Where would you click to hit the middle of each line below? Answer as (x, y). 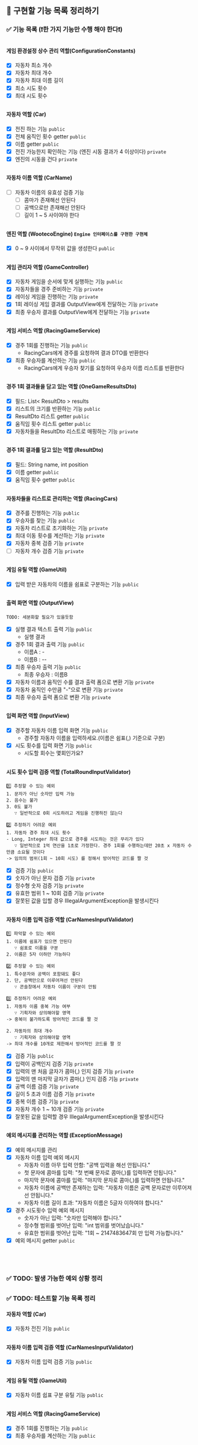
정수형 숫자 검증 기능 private (49, 886)
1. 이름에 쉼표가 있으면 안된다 (39, 942)
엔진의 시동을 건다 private (46, 159)
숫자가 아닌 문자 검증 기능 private (55, 878)
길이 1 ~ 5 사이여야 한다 (51, 215)
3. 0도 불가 (19, 807)
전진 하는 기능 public (40, 129)
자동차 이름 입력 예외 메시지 (47, 1157)
